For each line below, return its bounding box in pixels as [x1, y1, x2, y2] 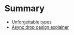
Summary [4, 3, 44, 14]
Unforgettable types [11, 19, 52, 25]
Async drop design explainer [11, 24, 69, 30]
